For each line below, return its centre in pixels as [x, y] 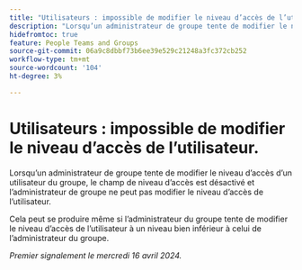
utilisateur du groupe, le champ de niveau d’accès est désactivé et [132, 182]
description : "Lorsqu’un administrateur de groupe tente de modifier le [148, 26]
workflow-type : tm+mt [50, 59]
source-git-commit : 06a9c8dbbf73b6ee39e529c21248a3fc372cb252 [128, 51]
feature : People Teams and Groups [74, 43]
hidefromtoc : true [44, 34]
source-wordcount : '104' [56, 68]
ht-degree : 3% [36, 76]
